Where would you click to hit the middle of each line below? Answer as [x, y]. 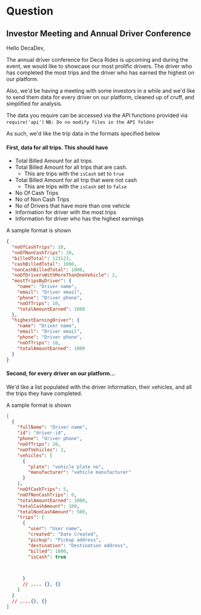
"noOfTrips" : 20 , [39, 444]
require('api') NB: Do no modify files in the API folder [80, 122]
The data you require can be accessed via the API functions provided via [97, 115]
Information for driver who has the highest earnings [79, 219]
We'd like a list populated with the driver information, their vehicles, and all [99, 387]
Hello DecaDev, [26, 48]
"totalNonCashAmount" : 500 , [52, 512]
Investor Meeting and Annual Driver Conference [99, 34]
